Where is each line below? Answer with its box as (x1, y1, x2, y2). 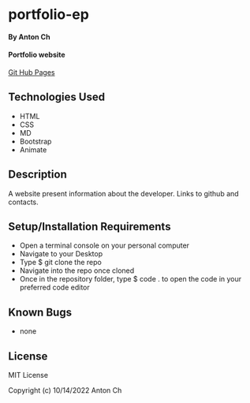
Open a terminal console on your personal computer (19, 241, 190, 250)
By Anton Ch (8, 32, 50, 41)
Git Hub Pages (8, 67, 55, 76)
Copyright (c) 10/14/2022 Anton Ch (8, 386, 122, 395)
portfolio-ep (8, 6, 89, 24)
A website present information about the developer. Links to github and (8, 188, 239, 198)
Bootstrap (19, 136, 52, 146)
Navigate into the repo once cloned (19, 266, 135, 275)
